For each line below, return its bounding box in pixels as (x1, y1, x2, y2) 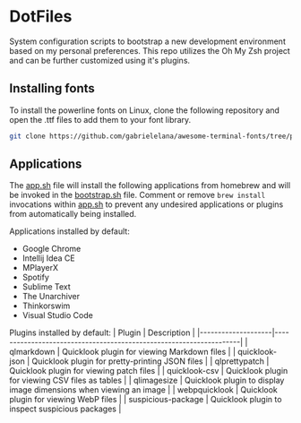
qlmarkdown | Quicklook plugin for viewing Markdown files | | (9, 347, 236, 358)
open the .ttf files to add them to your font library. (9, 114, 192, 125)
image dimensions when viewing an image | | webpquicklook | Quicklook (9, 384, 278, 395)
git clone (9, 132, 47, 141)
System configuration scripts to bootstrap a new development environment (9, 36, 287, 47)
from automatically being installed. (9, 209, 137, 220)
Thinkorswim (21, 300, 71, 311)
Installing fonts (9, 81, 96, 96)
